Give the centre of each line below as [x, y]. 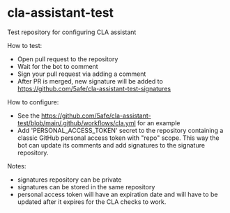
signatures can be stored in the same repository [86, 187]
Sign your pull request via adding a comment [82, 74]
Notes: [17, 166]
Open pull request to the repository [68, 59]
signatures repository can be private [69, 180]
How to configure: [33, 102]
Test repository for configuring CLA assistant [72, 32]
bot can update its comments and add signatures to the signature [111, 145]
